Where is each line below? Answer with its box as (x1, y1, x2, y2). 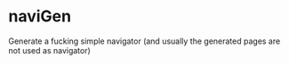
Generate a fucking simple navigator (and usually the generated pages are (8, 36, 281, 46)
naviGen (8, 6, 72, 27)
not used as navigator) (8, 45, 91, 55)
